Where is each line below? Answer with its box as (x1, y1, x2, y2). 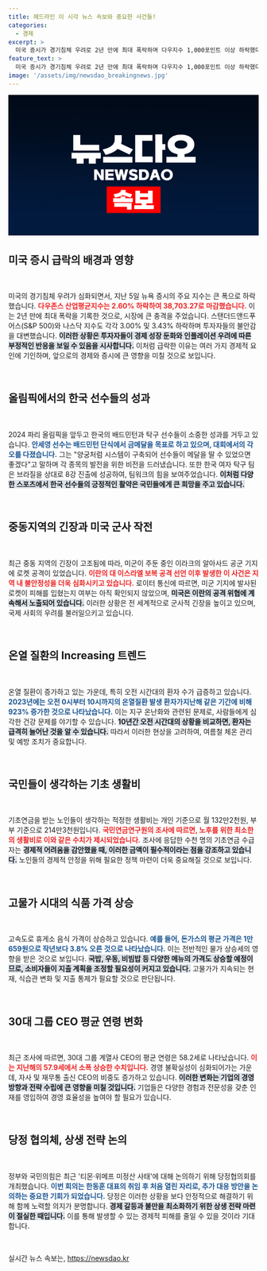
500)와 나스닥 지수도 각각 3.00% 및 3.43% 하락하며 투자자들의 (38, 321, 236, 331)
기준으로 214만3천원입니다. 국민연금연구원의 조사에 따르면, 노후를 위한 (16, 825, 233, 835)
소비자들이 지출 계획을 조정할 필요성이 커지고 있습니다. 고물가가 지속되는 (25, 964, 246, 974)
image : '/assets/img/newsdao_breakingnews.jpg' (8, 72, 169, 79)
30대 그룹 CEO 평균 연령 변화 (8, 1014, 143, 1029)
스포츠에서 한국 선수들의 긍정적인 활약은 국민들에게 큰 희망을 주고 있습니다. (16, 479, 245, 489)
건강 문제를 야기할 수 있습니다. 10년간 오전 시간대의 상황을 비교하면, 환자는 (22, 716, 252, 727)
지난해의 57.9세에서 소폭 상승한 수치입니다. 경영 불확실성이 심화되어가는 (16, 1062, 238, 1072)
